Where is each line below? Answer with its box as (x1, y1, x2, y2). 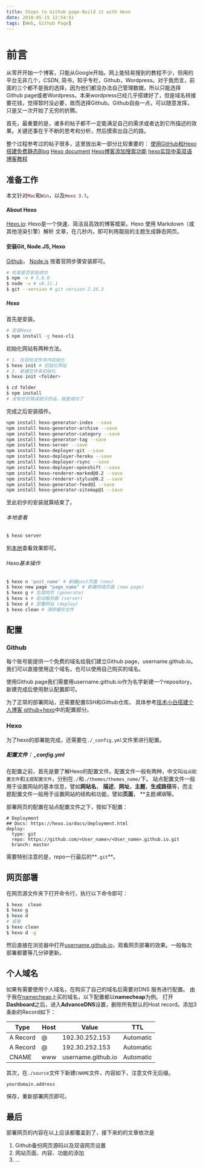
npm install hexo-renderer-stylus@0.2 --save (6, 476, 123, 482)
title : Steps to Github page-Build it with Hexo (6, 8, 131, 15)
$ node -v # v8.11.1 (6, 281, 59, 287)
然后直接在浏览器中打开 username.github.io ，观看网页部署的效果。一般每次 (6, 941, 192, 949)
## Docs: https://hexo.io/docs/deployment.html (6, 820, 129, 826)
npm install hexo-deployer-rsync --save (6, 459, 110, 465)
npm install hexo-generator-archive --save (6, 425, 118, 431)
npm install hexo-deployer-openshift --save (6, 464, 120, 470)
